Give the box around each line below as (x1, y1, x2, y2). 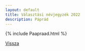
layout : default (5, 7, 39, 13)
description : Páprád (5, 17, 49, 22)
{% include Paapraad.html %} (5, 31, 67, 37)
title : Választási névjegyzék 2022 (5, 12, 80, 17)
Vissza (5, 40, 19, 46)
